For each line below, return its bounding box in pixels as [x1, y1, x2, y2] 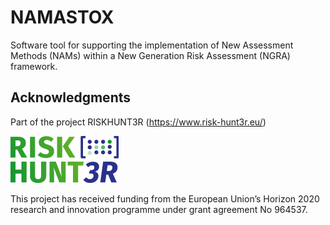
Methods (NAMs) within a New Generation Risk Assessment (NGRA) [10, 49, 291, 61]
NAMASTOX [10, 6, 115, 29]
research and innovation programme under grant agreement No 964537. [10, 203, 308, 215]
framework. [10, 60, 58, 72]
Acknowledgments [10, 89, 132, 106]
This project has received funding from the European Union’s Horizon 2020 [10, 192, 320, 205]
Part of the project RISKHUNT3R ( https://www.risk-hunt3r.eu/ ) [10, 116, 267, 128]
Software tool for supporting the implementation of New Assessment [10, 39, 294, 51]
